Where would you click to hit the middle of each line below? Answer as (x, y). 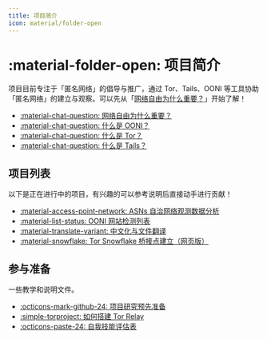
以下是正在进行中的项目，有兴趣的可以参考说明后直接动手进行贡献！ (120, 194)
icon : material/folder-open (55, 23)
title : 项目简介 (33, 16)
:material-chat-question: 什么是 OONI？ (85, 126)
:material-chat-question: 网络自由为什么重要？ (96, 116)
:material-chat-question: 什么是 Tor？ (81, 136)
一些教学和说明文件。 (43, 289)
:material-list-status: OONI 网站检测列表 (85, 221)
